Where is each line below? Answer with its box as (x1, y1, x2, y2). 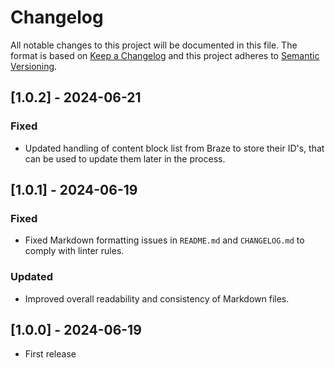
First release (24, 348, 77, 360)
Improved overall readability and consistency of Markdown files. (24, 292, 290, 305)
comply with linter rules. (24, 245, 125, 257)
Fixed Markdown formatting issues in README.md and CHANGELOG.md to (24, 234, 305, 246)
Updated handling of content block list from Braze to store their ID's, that (24, 142, 325, 154)
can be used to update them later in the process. (24, 152, 226, 165)
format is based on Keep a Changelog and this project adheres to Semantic (10, 49, 320, 61)
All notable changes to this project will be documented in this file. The (10, 39, 298, 51)
